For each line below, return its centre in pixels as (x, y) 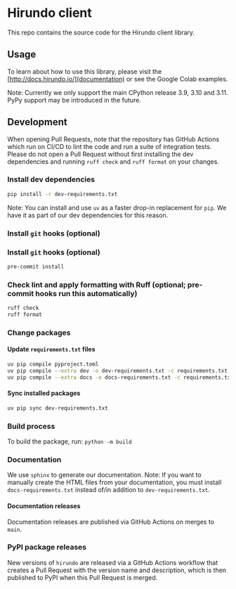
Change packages (39, 332)
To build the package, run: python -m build (70, 441)
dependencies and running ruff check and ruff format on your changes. (113, 161)
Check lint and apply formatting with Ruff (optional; (97, 285)
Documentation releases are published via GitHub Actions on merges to (111, 522)
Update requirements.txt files (51, 349)
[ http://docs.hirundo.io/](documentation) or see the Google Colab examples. (118, 79)
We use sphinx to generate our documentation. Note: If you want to (104, 475)
